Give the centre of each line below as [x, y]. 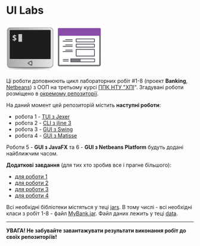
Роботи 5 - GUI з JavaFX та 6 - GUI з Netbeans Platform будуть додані [95, 147]
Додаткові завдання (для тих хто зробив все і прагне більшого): [89, 165]
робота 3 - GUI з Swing [44, 129]
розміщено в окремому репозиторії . [52, 94]
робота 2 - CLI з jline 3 [43, 123]
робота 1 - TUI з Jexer [42, 116]
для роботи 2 [32, 183]
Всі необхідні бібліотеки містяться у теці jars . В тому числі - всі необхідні [99, 207]
